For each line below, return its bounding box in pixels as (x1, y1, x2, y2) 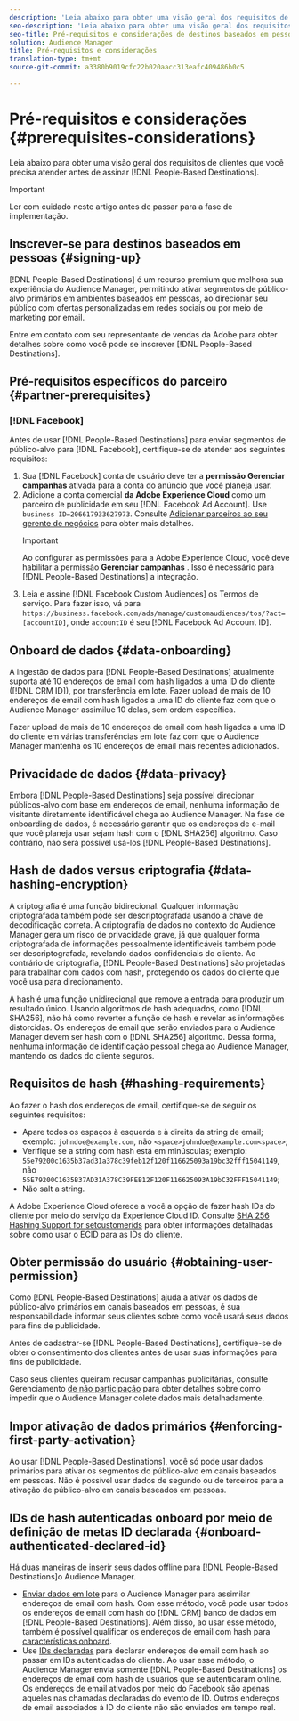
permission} (9, 1268, 79, 1283)
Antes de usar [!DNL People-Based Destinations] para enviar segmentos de (9, 434, 287, 445)
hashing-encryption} (9, 877, 129, 892)
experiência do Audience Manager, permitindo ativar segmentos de (9, 283, 256, 294)
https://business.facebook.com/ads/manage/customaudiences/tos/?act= (21, 609, 287, 619)
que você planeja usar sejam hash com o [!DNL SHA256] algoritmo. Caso (9, 827, 279, 838)
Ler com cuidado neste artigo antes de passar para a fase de (9, 201, 233, 212)
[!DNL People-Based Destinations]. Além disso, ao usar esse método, (21, 1617, 278, 1628)
